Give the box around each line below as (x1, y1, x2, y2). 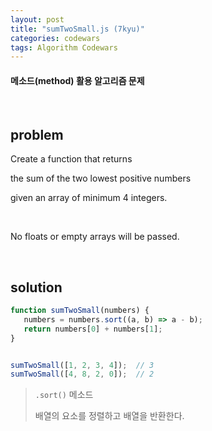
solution (10, 279, 63, 296)
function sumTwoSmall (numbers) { (10, 306, 150, 316)
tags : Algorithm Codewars (10, 42, 118, 53)
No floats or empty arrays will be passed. (10, 231, 180, 243)
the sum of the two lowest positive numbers (10, 172, 192, 185)
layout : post (10, 14, 65, 25)
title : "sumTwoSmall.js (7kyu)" (10, 24, 145, 34)
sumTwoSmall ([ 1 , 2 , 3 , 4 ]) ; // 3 (10, 360, 155, 370)
